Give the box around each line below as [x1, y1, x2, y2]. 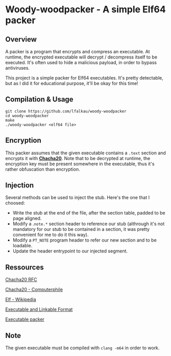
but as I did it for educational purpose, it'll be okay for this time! [5, 81, 139, 86]
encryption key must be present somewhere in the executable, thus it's [5, 161, 155, 167]
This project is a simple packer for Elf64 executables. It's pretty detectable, [5, 75, 163, 81]
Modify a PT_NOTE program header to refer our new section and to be [12, 237, 157, 243]
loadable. [12, 243, 33, 249]
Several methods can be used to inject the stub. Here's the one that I [5, 194, 150, 201]
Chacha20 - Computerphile [5, 286, 63, 293]
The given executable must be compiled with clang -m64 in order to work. [5, 345, 160, 351]
